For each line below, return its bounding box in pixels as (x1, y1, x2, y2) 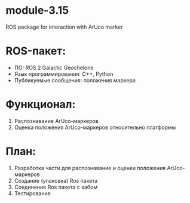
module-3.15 (5, 4, 69, 17)
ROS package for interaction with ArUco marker (5, 23, 123, 30)
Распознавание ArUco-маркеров (14, 117, 99, 124)
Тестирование (14, 189, 51, 197)
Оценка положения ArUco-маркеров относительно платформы (14, 124, 176, 131)
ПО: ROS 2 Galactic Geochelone (14, 64, 94, 71)
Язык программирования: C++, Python (14, 70, 114, 78)
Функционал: (5, 98, 76, 111)
